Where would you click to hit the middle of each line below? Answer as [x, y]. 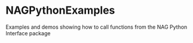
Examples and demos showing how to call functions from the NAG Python [96, 27]
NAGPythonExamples [60, 10]
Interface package [28, 33]
